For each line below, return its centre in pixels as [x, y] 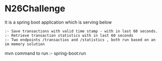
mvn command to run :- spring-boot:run [45, 53]
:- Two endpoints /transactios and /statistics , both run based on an [80, 40]
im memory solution [25, 44]
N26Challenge [35, 9]
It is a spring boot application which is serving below [58, 22]
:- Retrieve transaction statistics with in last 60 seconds [69, 35]
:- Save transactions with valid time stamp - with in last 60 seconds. [81, 31]
